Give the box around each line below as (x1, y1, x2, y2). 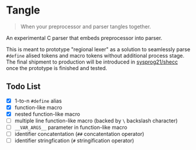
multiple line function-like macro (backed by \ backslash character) (14, 117, 178, 124)
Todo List (6, 82, 41, 92)
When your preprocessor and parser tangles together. (20, 23, 151, 30)
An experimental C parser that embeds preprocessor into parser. (6, 34, 163, 41)
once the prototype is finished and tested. (6, 64, 107, 71)
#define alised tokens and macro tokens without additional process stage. (6, 52, 185, 59)
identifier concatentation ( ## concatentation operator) (14, 131, 145, 138)
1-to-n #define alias (14, 97, 62, 104)
